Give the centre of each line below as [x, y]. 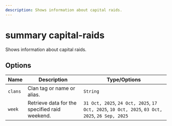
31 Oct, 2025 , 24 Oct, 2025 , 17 [121, 103]
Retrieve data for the [52, 103]
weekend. [39, 116]
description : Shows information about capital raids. [64, 10]
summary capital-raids [55, 35]
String [92, 92]
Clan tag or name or [51, 88]
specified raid [44, 109]
